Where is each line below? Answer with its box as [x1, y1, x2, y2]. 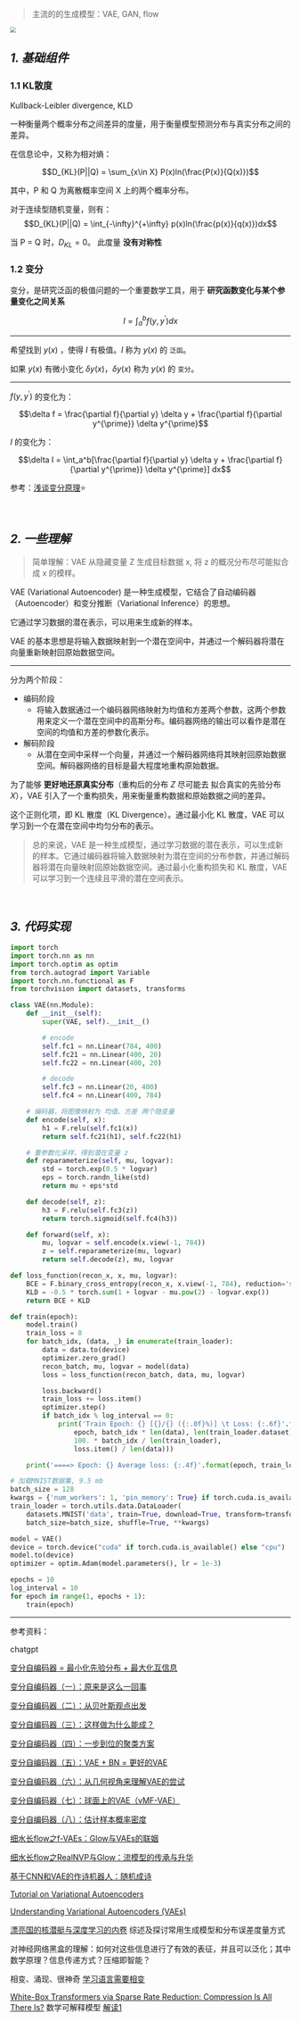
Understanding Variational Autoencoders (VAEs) [10, 1906, 187, 1917]
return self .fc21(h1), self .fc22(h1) [42, 1132, 182, 1141]
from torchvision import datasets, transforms [10, 985, 186, 994]
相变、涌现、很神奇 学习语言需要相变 [10, 1973, 145, 1984]
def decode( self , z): [26, 1197, 106, 1206]
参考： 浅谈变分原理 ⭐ [10, 482, 86, 494]
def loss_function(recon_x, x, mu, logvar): [10, 1271, 178, 1280]
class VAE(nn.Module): [10, 1001, 94, 1010]
